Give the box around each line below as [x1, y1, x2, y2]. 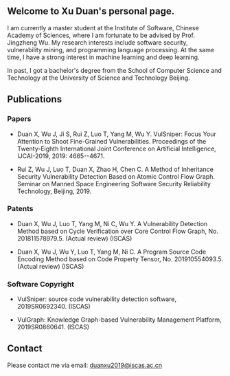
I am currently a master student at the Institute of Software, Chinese [7, 23, 199, 32]
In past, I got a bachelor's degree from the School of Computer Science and [7, 66, 222, 74]
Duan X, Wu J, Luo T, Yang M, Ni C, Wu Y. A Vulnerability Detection [16, 219, 208, 228]
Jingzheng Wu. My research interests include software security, [7, 38, 188, 47]
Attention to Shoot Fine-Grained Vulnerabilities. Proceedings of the [16, 137, 207, 145]
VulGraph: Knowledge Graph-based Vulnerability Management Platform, [16, 316, 222, 324]
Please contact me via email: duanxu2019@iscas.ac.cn [7, 361, 163, 369]
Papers [7, 114, 32, 124]
